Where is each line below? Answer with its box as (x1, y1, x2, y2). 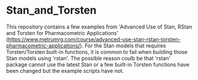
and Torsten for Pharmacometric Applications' (6, 29, 119, 36)
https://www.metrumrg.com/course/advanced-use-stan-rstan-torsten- (8, 36, 181, 43)
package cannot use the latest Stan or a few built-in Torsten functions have (6, 60, 190, 68)
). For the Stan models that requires (79, 42, 167, 49)
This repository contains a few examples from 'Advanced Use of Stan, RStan (6, 23, 192, 30)
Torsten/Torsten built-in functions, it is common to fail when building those (6, 48, 188, 55)
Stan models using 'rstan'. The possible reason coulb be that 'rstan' (6, 55, 171, 62)
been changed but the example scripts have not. (6, 67, 124, 74)
